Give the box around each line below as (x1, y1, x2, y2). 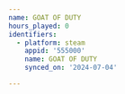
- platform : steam (16, 38, 86, 47)
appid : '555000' (24, 47, 86, 56)
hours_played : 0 (8, 21, 69, 30)
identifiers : (8, 30, 58, 38)
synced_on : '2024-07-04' (24, 64, 118, 73)
